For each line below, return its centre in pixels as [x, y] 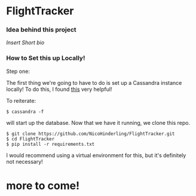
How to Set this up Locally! [46, 58]
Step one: [18, 71]
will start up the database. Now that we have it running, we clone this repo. [98, 122]
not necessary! [24, 161]
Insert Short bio [25, 42]
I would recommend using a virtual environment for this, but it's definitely [96, 155]
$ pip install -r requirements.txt [50, 144]
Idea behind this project [41, 30]
